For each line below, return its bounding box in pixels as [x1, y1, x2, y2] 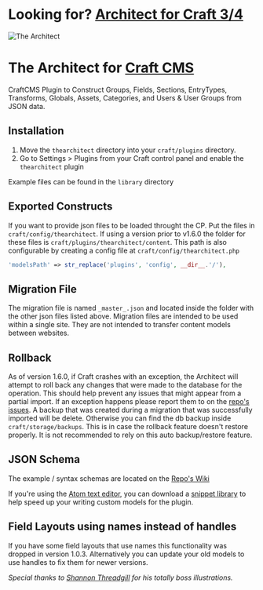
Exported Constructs [8, 200, 113, 213]
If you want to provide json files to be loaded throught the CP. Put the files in [8, 220, 255, 230]
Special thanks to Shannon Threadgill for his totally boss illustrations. [8, 573, 233, 582]
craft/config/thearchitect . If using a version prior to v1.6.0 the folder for [8, 229, 246, 239]
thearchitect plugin [19, 162, 85, 171]
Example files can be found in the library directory [8, 177, 174, 186]
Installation [8, 124, 64, 138]
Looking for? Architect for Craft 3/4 [8, 5, 243, 24]
